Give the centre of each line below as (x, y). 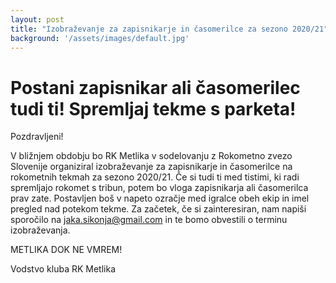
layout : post (37, 19)
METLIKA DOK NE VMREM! (66, 250)
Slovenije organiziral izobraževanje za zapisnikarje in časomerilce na (151, 167)
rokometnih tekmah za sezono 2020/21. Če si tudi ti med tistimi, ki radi (155, 177)
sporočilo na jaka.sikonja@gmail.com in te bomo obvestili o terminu (149, 220)
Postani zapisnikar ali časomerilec (155, 87)
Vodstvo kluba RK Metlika (63, 269)
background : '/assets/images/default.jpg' (100, 38)
